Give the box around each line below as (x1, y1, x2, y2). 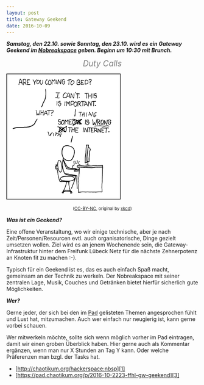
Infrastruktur (6, 248, 38, 255)
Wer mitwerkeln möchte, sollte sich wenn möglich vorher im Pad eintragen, (6, 334, 195, 341)
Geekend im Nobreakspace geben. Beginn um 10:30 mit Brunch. (6, 46, 172, 54)
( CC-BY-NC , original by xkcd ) (72, 206, 132, 212)
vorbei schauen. (6, 322, 47, 329)
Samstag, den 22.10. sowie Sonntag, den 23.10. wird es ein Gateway (6, 40, 183, 48)
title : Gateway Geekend (6, 16, 67, 23)
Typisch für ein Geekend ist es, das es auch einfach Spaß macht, (6, 266, 169, 273)
